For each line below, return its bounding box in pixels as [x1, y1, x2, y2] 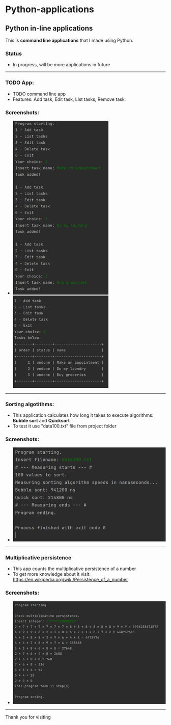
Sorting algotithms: [5, 400, 54, 408]
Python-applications [5, 4, 94, 15]
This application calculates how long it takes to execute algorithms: [12, 412, 154, 418]
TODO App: [5, 79, 34, 86]
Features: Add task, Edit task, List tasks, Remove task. [12, 96, 126, 102]
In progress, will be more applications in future [12, 62, 110, 68]
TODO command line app [12, 91, 66, 97]
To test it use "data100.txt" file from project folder [12, 423, 117, 429]
